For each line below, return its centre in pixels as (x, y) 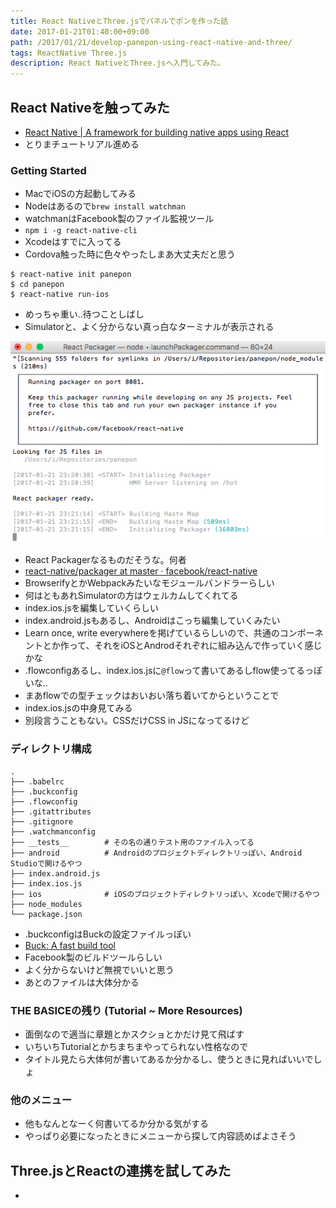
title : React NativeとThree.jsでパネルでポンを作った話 (119, 21)
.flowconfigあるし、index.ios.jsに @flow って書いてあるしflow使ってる (165, 671)
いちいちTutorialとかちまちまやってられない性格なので (136, 1046)
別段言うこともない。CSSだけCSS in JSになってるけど (137, 721)
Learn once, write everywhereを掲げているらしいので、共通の (152, 633)
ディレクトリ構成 (51, 749)
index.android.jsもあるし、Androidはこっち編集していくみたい (152, 621)
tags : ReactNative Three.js (69, 53)
